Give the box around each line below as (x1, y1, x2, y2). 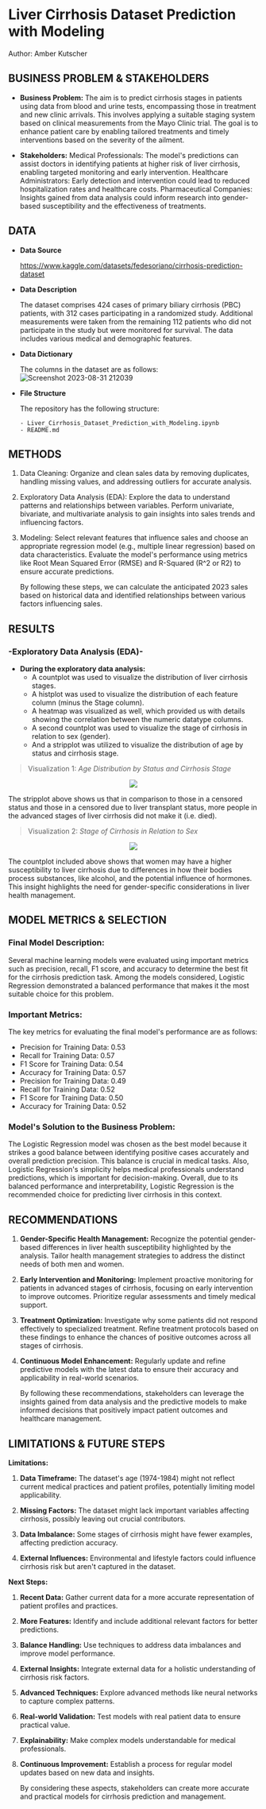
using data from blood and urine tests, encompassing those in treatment (19, 101, 256, 110)
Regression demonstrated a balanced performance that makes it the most (8, 980, 250, 990)
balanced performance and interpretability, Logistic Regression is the (8, 1181, 234, 1191)
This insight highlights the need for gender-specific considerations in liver (8, 882, 250, 891)
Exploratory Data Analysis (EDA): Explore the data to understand (19, 493, 230, 502)
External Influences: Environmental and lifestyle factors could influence (19, 1553, 256, 1563)
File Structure (19, 388, 66, 398)
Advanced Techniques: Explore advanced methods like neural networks (19, 1687, 258, 1697)
